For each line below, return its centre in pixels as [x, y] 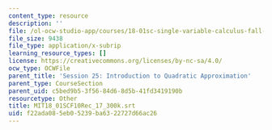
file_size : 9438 [36, 38]
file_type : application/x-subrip [65, 46]
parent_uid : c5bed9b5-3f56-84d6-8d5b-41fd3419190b [96, 91]
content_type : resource [49, 16]
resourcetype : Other [43, 99]
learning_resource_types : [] [57, 53]
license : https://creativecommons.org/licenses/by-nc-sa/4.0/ [115, 61]
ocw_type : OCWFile [39, 69]
